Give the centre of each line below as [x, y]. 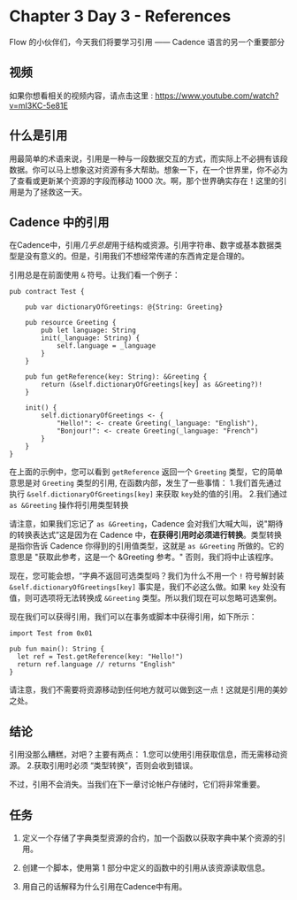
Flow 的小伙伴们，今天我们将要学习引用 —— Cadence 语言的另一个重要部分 [147, 42]
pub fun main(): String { [57, 649]
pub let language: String [89, 331]
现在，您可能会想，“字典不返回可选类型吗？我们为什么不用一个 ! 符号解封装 [147, 576]
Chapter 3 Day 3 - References [120, 16]
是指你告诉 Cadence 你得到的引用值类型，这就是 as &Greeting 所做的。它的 [147, 546]
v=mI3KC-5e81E [39, 105]
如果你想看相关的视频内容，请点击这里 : [81, 96]
